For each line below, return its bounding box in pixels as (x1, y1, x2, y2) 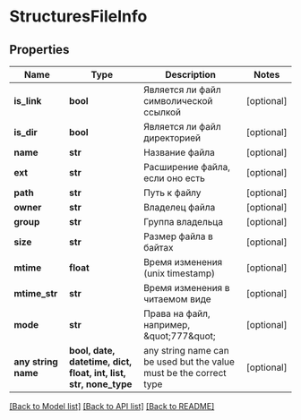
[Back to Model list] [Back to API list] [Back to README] (9, 401, 215, 411)
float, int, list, (68, 367, 126, 379)
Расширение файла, (142, 161, 231, 173)
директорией (142, 132, 202, 144)
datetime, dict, (68, 356, 133, 368)
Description (165, 69, 217, 81)
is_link (13, 95, 42, 107)
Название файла (142, 146, 215, 159)
